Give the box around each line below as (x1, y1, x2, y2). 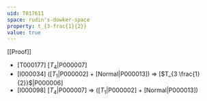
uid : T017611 (7, 10, 44, 17)
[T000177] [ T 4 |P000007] (16, 61, 87, 71)
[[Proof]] (7, 48, 32, 56)
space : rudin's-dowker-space (7, 16, 90, 23)
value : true (7, 29, 41, 36)
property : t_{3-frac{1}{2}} (7, 23, 87, 29)
